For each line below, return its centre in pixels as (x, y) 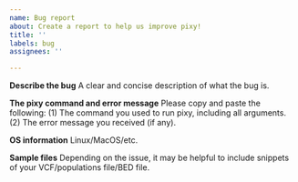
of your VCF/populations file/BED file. (80, 167)
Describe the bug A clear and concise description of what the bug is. (139, 86)
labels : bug (32, 43)
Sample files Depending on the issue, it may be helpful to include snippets (149, 158)
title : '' (28, 35)
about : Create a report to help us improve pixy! (106, 26)
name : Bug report (42, 18)
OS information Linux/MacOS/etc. (74, 140)
